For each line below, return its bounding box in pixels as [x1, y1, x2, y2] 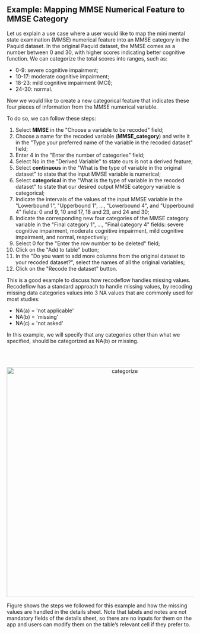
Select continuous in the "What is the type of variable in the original [15, 164, 182, 171]
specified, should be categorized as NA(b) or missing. [7, 337, 139, 344]
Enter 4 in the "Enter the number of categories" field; [15, 151, 145, 158]
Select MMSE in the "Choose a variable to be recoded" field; [15, 126, 164, 133]
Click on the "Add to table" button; [15, 246, 100, 253]
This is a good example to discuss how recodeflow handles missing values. [7, 276, 191, 284]
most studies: [7, 295, 40, 302]
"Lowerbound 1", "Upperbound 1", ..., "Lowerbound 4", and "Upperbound [15, 202, 194, 209]
